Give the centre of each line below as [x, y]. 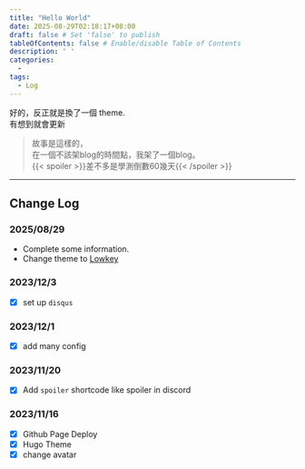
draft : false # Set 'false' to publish [85, 35]
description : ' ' [42, 52]
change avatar [49, 454]
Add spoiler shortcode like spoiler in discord [107, 390]
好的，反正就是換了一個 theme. [67, 112]
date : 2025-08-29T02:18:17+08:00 [73, 26]
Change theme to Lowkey [70, 259]
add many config [54, 345]
